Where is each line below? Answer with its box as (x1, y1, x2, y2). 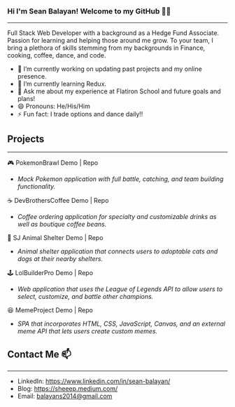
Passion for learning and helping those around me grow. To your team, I (7, 36, 213, 45)
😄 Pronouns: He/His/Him (17, 102, 91, 111)
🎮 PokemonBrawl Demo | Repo (7, 159, 99, 167)
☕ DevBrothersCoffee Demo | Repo (7, 196, 109, 205)
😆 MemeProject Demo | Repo (7, 306, 93, 314)
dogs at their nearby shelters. (17, 255, 104, 263)
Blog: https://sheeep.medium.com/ (17, 384, 118, 392)
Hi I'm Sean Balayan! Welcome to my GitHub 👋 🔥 (7, 6, 171, 16)
